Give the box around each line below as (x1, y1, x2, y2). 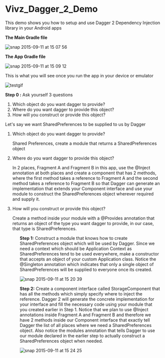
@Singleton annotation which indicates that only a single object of (19, 261, 154, 267)
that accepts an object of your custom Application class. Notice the (19, 256, 157, 262)
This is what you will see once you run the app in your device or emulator (5, 72, 154, 78)
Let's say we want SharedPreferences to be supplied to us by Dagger (5, 121, 146, 127)
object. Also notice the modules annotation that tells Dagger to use (19, 327, 155, 333)
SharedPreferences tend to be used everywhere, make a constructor (19, 251, 159, 257)
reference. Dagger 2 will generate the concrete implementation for (19, 296, 155, 302)
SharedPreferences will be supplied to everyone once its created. (19, 266, 153, 272)
